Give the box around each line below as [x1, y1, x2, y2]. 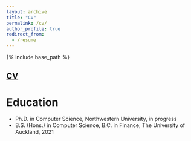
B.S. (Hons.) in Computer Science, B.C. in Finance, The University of [15, 122, 186, 129]
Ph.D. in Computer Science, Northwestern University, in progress [15, 116, 177, 123]
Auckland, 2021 [15, 128, 54, 136]
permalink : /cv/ [6, 20, 47, 26]
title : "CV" [6, 15, 36, 21]
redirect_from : [6, 31, 45, 38]
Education [6, 95, 59, 109]
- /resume [11, 37, 36, 43]
